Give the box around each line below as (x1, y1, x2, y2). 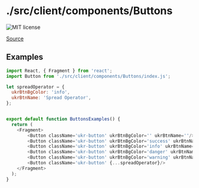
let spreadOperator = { (6, 84, 65, 90)
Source (6, 35, 24, 42)
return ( (11, 121, 33, 127)
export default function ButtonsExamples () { (6, 116, 120, 122)
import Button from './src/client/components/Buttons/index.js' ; (6, 73, 171, 79)
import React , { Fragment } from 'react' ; (6, 68, 113, 74)
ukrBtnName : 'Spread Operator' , (11, 95, 92, 101)
